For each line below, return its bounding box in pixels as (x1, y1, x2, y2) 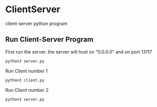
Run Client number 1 (5, 68, 48, 74)
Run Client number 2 (5, 87, 49, 93)
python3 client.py (5, 77, 44, 83)
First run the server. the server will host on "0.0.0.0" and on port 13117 (5, 48, 152, 55)
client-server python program (5, 20, 68, 26)
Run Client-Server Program (5, 35, 94, 44)
